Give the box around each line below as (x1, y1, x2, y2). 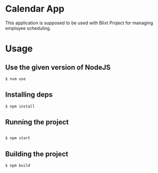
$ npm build (5, 163, 30, 168)
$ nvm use (5, 76, 26, 81)
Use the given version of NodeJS (5, 63, 111, 71)
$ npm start (5, 136, 30, 141)
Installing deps (5, 91, 53, 99)
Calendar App (5, 3, 65, 15)
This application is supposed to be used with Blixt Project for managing (5, 20, 153, 26)
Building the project (5, 150, 69, 158)
